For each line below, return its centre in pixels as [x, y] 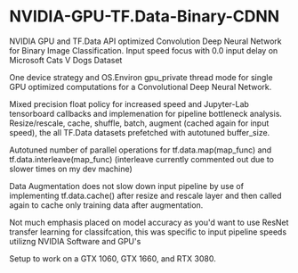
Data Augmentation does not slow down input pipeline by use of [127, 186]
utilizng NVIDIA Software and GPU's [75, 241]
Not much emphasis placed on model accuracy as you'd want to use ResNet [149, 222]
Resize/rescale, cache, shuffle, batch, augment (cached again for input [139, 123]
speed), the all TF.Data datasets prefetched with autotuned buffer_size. [140, 132]
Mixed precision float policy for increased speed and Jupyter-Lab [129, 103]
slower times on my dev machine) [71, 169]
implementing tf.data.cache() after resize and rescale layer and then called [145, 195]
